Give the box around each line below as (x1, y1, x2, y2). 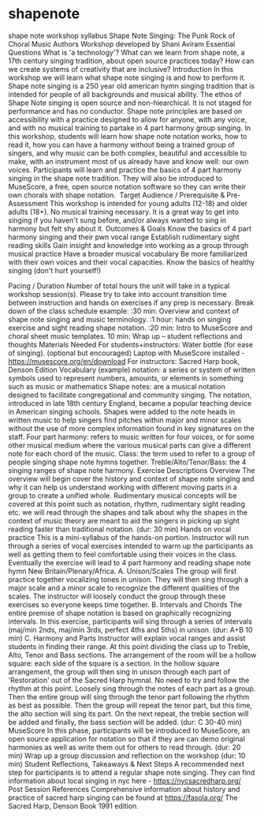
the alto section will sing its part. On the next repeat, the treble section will (8, 708, 249, 719)
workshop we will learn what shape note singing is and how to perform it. (8, 73, 246, 82)
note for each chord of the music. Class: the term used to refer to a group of (8, 448, 255, 458)
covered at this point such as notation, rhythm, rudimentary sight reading (8, 499, 246, 508)
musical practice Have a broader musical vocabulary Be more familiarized (8, 249, 248, 258)
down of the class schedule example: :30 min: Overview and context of (8, 306, 240, 316)
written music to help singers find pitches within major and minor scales (8, 415, 242, 425)
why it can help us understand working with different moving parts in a (8, 482, 238, 492)
